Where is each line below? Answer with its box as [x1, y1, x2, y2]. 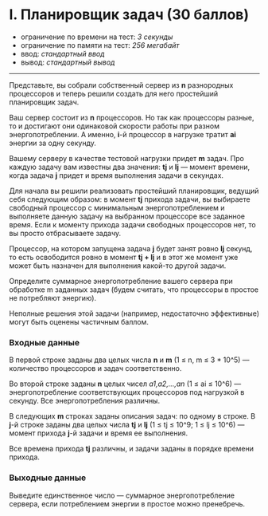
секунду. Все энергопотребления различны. [9, 396, 161, 406]
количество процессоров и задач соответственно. [9, 364, 182, 373]
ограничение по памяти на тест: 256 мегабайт [20, 40, 180, 49]
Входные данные [9, 337, 80, 348]
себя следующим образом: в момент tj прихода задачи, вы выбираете [9, 194, 251, 204]
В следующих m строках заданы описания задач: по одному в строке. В [9, 412, 256, 421]
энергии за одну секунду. [9, 138, 96, 148]
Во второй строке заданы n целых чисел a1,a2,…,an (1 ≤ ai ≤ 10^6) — [9, 379, 242, 388]
